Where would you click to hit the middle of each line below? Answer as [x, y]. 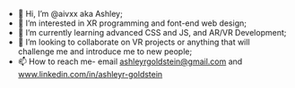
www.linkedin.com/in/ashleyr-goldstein [90, 74]
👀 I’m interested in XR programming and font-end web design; [132, 23]
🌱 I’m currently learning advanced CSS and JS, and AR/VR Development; [152, 32]
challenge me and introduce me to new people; [105, 52]
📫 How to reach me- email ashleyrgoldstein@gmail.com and [130, 61]
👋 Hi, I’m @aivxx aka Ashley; [70, 14]
